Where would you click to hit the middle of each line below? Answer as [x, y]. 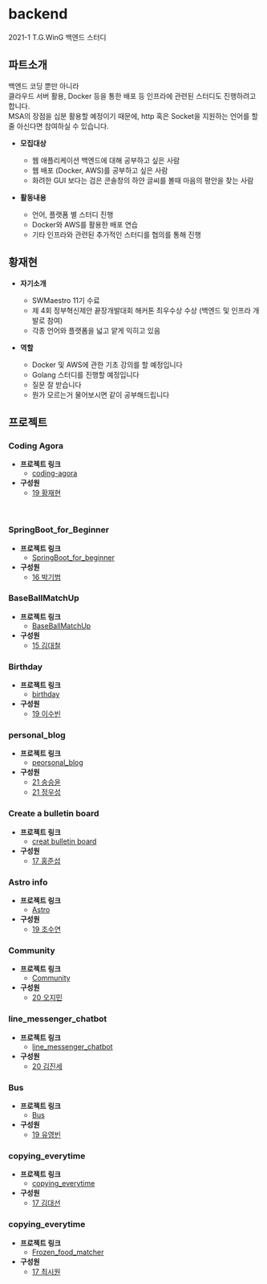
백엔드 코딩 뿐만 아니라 [44, 86]
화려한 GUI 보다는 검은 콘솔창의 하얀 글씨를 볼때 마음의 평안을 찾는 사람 [143, 180]
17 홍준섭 [46, 861]
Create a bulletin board [54, 814]
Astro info [28, 882]
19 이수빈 [47, 714]
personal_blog [37, 735]
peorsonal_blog [58, 763]
